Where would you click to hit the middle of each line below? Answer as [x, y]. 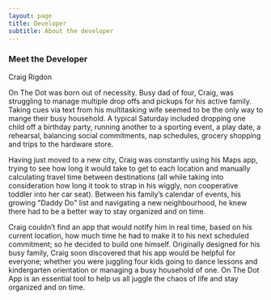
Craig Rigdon [30, 77]
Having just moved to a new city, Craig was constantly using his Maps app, [133, 159]
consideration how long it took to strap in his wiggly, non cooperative [123, 185]
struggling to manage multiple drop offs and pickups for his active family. [130, 101]
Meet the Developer [48, 59]
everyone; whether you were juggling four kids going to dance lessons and [133, 261]
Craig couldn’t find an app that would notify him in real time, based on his [130, 226]
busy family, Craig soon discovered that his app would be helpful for [122, 252]
